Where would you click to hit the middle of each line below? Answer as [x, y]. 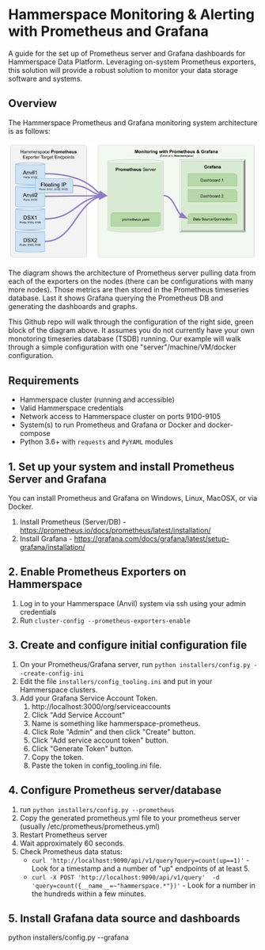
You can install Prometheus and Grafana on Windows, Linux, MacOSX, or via [133, 498]
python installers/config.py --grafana [68, 937]
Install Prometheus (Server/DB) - [73, 522]
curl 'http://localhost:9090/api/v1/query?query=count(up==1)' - [140, 860]
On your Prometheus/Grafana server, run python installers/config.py [135, 664]
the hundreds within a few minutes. [89, 894]
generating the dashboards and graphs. [73, 307]
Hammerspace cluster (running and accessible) [97, 400]
